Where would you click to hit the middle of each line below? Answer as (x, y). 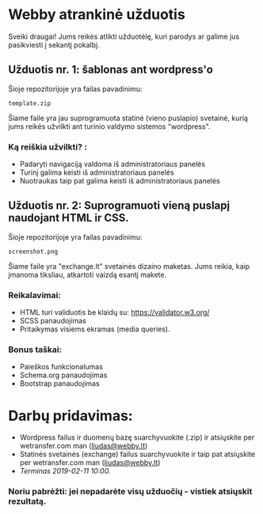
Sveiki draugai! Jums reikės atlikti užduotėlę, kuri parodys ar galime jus (124, 36)
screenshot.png (33, 251)
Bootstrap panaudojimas (60, 384)
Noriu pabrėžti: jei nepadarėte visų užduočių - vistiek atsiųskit (130, 492)
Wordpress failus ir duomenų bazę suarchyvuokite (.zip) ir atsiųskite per (137, 437)
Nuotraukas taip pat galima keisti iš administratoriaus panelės (120, 181)
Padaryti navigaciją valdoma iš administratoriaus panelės (112, 164)
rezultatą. (27, 501)
